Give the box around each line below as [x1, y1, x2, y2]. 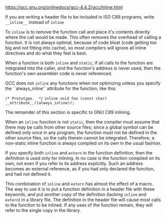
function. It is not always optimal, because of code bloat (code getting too [5, 39, 157, 45]
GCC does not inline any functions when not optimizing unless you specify [5, 80, 161, 86]
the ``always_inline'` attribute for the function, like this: [5, 85, 117, 91]
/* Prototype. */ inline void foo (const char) [5, 96, 107, 101]
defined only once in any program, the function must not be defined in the [5, 129, 157, 135]
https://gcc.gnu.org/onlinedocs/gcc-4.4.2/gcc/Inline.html [5, 4, 123, 10]
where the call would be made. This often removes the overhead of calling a [5, 34, 162, 40]
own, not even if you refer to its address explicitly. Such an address [5, 160, 143, 166]
